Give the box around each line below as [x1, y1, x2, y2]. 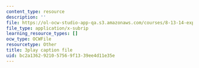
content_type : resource [6, 8, 65, 15]
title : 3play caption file [6, 47, 73, 53]
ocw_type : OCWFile [6, 36, 52, 42]
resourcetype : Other [6, 42, 57, 48]
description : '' [6, 14, 46, 20]
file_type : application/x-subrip [6, 25, 89, 31]
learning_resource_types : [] [6, 31, 78, 37]
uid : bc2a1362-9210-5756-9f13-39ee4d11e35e [6, 53, 115, 59]
